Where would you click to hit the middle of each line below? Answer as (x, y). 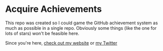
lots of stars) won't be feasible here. (42, 33)
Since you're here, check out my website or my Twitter (61, 43)
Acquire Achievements (54, 9)
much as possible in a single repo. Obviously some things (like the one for (81, 28)
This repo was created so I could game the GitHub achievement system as (81, 23)
